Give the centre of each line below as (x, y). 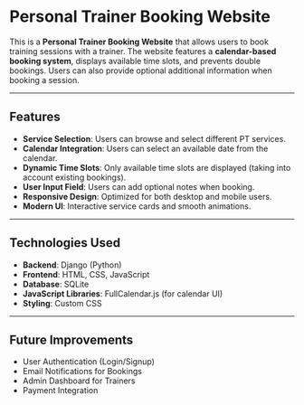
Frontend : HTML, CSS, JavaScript (86, 274)
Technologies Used (65, 243)
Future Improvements (71, 339)
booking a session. (44, 80)
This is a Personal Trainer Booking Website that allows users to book (139, 42)
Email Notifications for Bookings (82, 372)
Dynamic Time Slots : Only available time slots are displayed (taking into (157, 167)
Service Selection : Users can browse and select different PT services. (154, 138)
